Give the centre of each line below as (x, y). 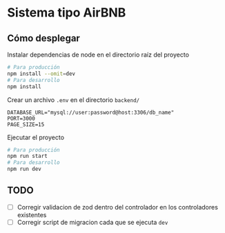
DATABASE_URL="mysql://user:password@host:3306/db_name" (91, 112)
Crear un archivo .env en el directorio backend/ (74, 100)
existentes (32, 214)
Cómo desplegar (44, 38)
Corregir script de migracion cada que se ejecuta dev (92, 222)
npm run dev (24, 169)
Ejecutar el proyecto (36, 137)
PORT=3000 (21, 119)
